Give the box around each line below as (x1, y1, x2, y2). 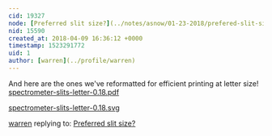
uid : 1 (8, 49, 31, 57)
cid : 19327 (8, 11, 45, 20)
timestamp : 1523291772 (8, 42, 85, 50)
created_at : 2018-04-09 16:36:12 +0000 (8, 34, 143, 43)
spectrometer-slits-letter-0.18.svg (8, 102, 120, 113)
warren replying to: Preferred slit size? (8, 118, 136, 128)
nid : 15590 (8, 27, 45, 35)
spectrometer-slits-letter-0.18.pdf (8, 87, 120, 97)
